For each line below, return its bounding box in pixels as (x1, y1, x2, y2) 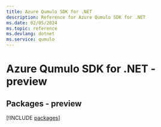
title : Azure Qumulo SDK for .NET (6, 8, 93, 15)
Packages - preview (6, 98, 82, 109)
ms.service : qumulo (6, 36, 55, 42)
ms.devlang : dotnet (6, 31, 55, 37)
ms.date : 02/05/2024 (6, 20, 58, 26)
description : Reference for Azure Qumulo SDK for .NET (6, 14, 146, 20)
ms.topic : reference (6, 25, 58, 32)
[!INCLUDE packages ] (6, 114, 60, 121)
